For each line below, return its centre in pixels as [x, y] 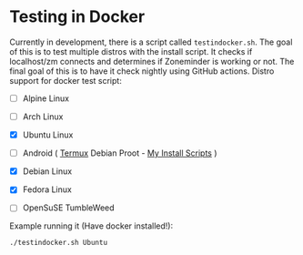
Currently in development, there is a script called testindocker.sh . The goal [151, 42]
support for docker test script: [66, 80]
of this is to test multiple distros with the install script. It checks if [131, 51]
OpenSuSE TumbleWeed [69, 208]
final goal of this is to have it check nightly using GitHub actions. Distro [142, 71]
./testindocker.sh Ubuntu [58, 243]
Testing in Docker [77, 17]
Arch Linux [43, 117]
